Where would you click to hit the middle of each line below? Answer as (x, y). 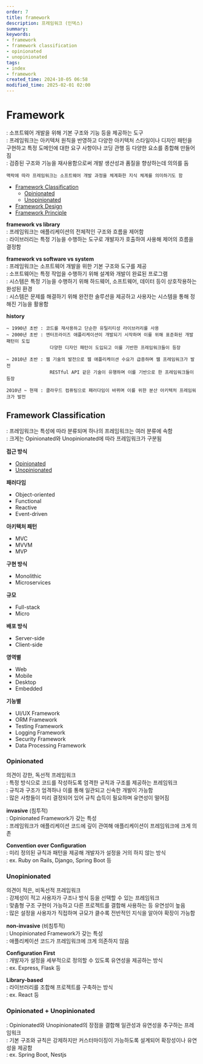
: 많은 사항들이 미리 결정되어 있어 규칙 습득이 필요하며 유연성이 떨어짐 (88, 798)
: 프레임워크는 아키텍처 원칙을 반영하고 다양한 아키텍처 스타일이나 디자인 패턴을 (99, 140)
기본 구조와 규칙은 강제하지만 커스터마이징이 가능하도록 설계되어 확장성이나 (97, 1040)
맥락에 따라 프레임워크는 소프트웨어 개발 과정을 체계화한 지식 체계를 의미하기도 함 (95, 176)
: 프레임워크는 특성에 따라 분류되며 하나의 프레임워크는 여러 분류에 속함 (89, 430)
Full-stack (28, 607)
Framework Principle (41, 212)
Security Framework (40, 739)
